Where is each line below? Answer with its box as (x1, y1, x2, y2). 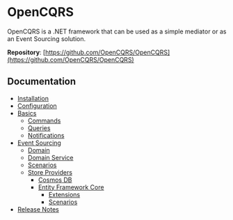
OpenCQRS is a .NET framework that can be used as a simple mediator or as (7, 27, 227, 36)
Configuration (17, 102, 57, 110)
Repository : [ (7, 48, 46, 56)
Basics (17, 109, 37, 117)
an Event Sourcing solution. (7, 34, 86, 42)
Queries (27, 123, 51, 132)
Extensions (48, 190, 81, 198)
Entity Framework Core (38, 182, 104, 191)
